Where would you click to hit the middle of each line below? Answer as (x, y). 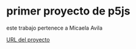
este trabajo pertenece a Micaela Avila (54, 28)
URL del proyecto (28, 39)
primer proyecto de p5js (68, 11)
